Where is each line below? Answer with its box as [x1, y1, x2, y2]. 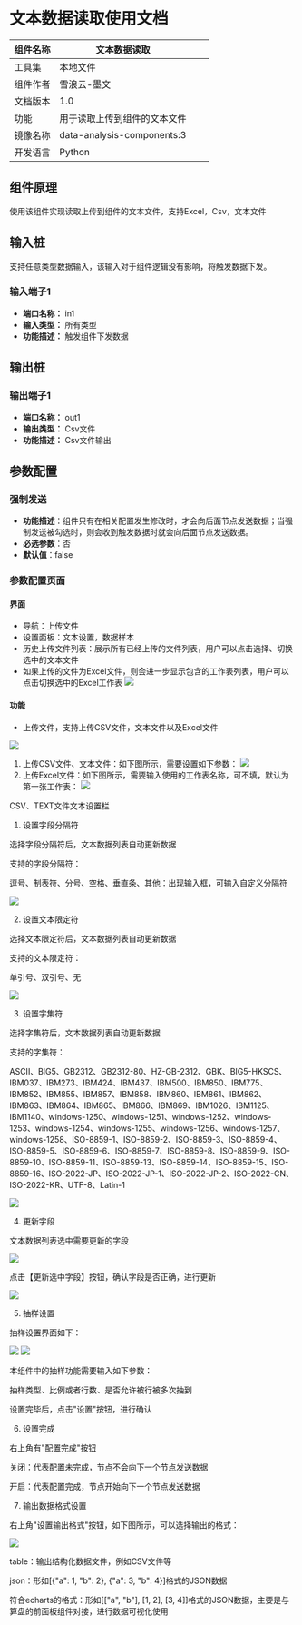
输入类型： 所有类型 [22, 319, 97, 330]
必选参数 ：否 [22, 538, 71, 550]
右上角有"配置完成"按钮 [9, 1442, 97, 1453]
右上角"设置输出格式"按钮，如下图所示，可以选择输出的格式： [9, 1519, 240, 1531]
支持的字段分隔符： [9, 857, 82, 868]
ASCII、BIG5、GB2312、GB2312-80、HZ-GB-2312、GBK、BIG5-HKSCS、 [9, 1065, 287, 1076]
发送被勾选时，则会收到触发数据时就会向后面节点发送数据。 [30, 527, 254, 538]
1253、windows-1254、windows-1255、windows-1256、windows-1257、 [9, 1123, 286, 1134]
